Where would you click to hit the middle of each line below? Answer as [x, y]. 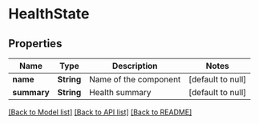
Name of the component [135, 79]
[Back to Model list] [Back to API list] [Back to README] [100, 112]
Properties [35, 44]
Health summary [120, 92]
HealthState [49, 14]
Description [135, 66]
